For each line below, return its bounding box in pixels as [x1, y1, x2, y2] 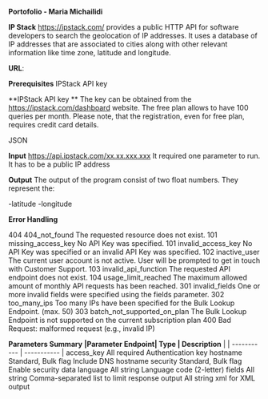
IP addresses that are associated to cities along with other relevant [8, 39, 228, 49]
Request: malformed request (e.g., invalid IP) [8, 324, 156, 333]
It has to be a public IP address [8, 159, 110, 169]
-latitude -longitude [8, 199, 73, 208]
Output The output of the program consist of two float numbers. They [8, 175, 238, 184]
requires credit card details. [8, 120, 99, 129]
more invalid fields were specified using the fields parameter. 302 [8, 290, 225, 299]
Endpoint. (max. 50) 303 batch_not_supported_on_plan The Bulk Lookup [8, 307, 247, 316]
